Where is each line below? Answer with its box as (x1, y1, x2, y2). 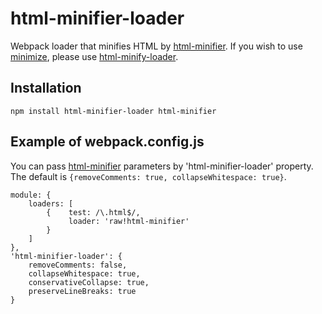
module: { (10, 190, 52, 200)
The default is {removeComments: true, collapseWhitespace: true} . (10, 170, 287, 182)
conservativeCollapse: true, (28, 277, 150, 287)
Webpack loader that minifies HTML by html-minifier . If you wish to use (10, 40, 303, 52)
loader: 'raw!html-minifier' (68, 216, 190, 226)
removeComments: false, (28, 260, 128, 270)
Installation (10, 80, 82, 97)
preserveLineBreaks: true (28, 286, 137, 296)
